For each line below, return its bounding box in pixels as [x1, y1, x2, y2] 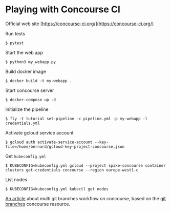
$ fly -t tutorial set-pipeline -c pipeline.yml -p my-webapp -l [5, 116, 147, 121]
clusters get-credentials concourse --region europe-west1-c [5, 167, 139, 172]
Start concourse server [5, 87, 54, 93]
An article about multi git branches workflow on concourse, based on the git [5, 195, 166, 201]
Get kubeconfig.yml [5, 153, 47, 159]
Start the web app [5, 49, 44, 55]
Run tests [5, 30, 26, 36]
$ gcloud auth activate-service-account [5, 140, 93, 145]
